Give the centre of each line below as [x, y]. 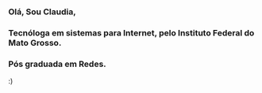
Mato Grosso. [35, 43]
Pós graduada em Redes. [58, 64]
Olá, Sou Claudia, [42, 12]
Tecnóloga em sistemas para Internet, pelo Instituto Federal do [131, 32]
